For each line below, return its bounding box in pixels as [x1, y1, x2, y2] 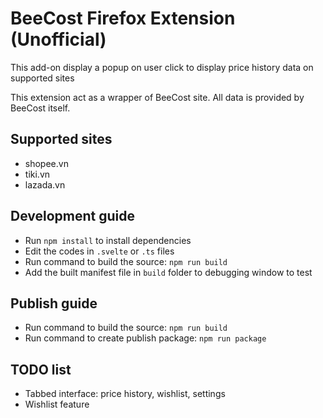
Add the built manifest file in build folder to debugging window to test [24, 266, 313, 278]
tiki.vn [24, 168, 51, 180]
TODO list [10, 361, 72, 378]
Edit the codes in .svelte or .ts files [24, 245, 175, 257]
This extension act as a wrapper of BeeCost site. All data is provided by [10, 91, 305, 103]
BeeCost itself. [10, 102, 71, 114]
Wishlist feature [24, 398, 90, 411]
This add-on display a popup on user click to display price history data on [10, 61, 314, 73]
